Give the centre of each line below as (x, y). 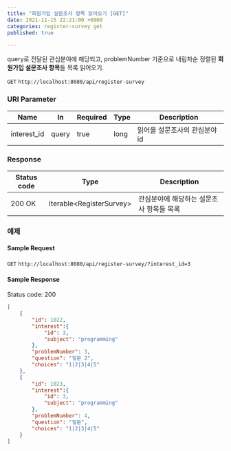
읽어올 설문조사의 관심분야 (177, 130)
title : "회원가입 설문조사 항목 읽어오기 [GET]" (68, 13)
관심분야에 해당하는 (168, 199)
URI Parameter (32, 99)
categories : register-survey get (55, 26)
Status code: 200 (32, 295)
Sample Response (33, 279)
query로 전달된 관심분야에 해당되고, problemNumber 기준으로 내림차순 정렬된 (112, 59)
